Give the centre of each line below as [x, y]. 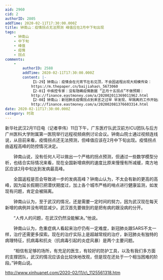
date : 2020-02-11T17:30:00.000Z [38, 109]
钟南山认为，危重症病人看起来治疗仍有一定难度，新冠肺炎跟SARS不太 [83, 228]
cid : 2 [12, 14]
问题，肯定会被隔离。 [35, 191]
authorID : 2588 [38, 69]
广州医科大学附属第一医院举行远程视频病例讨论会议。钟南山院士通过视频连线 [81, 134]
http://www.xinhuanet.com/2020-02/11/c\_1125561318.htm [63, 272]
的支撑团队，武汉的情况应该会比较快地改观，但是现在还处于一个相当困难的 [79, 257]
